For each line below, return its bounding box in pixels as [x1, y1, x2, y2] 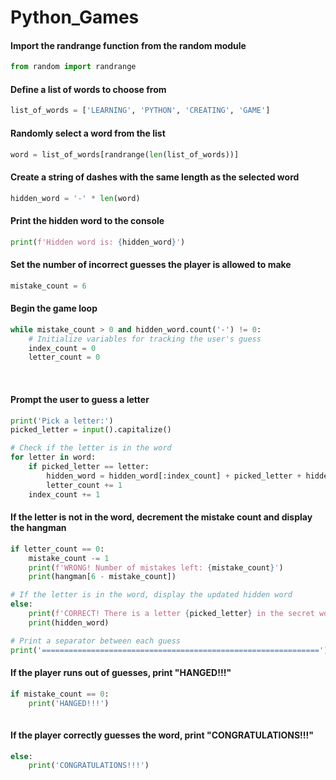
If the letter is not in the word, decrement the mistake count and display [10, 511, 313, 523]
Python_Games [10, 6, 140, 29]
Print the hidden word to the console [10, 215, 165, 227]
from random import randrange [10, 62, 137, 72]
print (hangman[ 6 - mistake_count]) [28, 572, 177, 582]
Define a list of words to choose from [10, 83, 167, 95]
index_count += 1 [28, 489, 101, 500]
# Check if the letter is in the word [10, 443, 172, 453]
